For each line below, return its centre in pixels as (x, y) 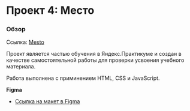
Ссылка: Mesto (25, 42)
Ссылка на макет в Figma (47, 101)
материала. (21, 67)
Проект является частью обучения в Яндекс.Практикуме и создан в (94, 54)
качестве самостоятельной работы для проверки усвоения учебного (95, 60)
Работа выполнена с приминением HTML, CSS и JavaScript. (83, 78)
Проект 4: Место (50, 10)
